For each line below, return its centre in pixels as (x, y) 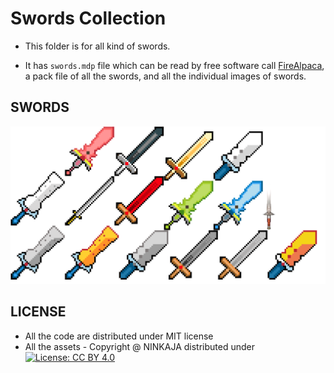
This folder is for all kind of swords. (97, 46)
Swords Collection (88, 18)
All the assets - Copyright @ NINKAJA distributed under (139, 346)
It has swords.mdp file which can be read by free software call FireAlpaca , (174, 65)
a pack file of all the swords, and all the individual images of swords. (165, 76)
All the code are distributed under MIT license (119, 336)
